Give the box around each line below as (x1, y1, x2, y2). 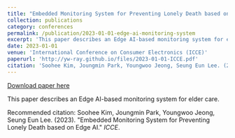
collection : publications (7, 17, 83, 24)
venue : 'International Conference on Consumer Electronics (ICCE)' (7, 49, 208, 56)
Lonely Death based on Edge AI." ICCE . (7, 123, 120, 131)
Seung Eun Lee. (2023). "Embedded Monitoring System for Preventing (7, 116, 211, 124)
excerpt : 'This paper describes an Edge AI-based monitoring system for (7, 36, 224, 43)
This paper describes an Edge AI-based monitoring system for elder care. (7, 95, 220, 103)
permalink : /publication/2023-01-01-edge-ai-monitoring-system (7, 29, 196, 37)
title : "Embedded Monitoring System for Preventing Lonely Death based (7, 10, 220, 17)
